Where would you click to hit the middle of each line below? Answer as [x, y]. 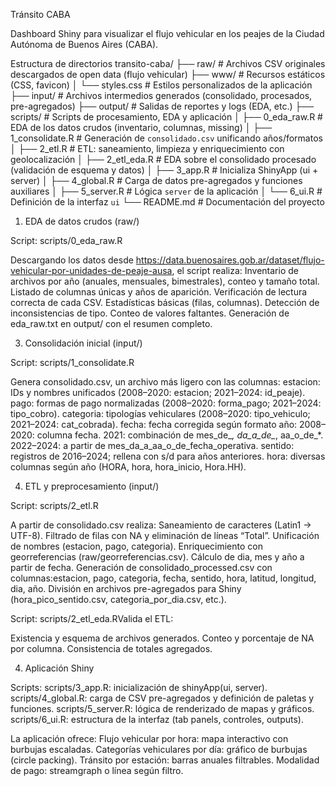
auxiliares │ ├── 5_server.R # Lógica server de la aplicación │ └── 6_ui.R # [166, 191]
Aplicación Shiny [59, 668]
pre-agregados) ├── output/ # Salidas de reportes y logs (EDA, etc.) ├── [162, 106]
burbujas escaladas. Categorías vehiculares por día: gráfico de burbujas [159, 749]
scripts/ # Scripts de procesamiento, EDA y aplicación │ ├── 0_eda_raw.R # [166, 117]
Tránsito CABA [40, 14]
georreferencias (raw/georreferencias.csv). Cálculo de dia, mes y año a [157, 557]
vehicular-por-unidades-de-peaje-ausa [91, 270]
